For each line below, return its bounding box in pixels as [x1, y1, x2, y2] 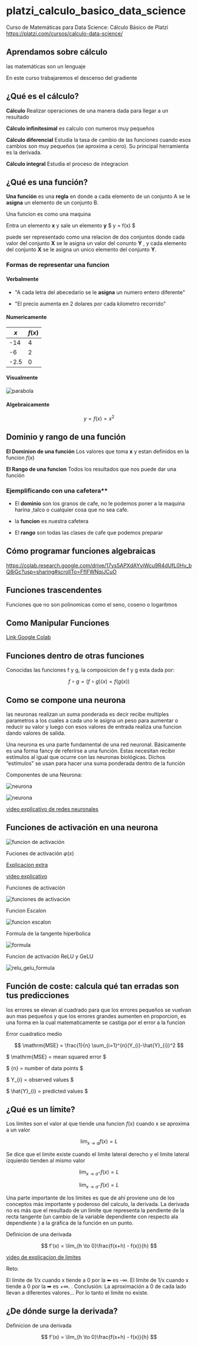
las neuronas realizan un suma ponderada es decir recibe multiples [6, 711, 169, 718]
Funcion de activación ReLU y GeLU [6, 953, 94, 960]
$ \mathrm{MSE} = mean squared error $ [6, 1053, 107, 1060]
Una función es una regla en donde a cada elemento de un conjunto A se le [6, 193, 190, 200]
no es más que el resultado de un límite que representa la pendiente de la [6, 1207, 184, 1214]
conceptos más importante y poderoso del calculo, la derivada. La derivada [6, 1200, 190, 1207]
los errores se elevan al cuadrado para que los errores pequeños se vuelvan [6, 1006, 192, 1013]
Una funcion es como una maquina [6, 211, 91, 218]
